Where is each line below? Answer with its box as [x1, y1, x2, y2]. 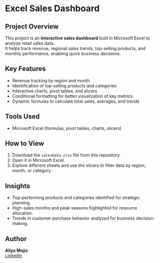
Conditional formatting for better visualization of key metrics [12, 93, 133, 99]
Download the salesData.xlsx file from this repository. [12, 152, 121, 158]
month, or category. [12, 168, 52, 174]
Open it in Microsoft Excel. [12, 158, 65, 163]
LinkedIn [5, 253, 22, 259]
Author [5, 234, 27, 243]
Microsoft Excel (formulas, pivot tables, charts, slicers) [12, 125, 122, 131]
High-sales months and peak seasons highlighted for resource [12, 205, 138, 211]
